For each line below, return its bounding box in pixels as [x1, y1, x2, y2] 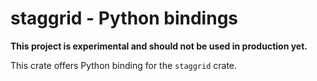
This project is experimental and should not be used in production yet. [10, 40, 308, 52]
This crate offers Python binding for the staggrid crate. [10, 59, 238, 71]
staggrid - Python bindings [10, 7, 239, 30]
